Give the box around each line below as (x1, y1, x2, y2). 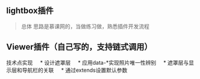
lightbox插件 (6, 5, 54, 16)
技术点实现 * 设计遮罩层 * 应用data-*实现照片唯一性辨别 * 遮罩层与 (6, 59, 189, 66)
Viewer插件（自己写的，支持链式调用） (6, 42, 152, 52)
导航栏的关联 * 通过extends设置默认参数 (22, 66, 128, 74)
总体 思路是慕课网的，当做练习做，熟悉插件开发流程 (20, 23, 149, 30)
